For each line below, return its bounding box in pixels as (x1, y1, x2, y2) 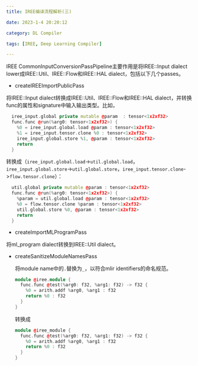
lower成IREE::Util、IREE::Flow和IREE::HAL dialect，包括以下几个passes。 (6, 70, 184, 78)
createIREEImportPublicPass (14, 82, 85, 89)
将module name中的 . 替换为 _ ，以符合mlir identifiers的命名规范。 (14, 265, 172, 272)
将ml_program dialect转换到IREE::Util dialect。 (6, 240, 119, 248)
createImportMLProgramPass (14, 229, 87, 236)
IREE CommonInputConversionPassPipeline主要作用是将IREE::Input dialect (6, 63, 188, 70)
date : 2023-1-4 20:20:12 (6, 19, 68, 25)
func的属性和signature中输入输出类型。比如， (6, 102, 119, 109)
